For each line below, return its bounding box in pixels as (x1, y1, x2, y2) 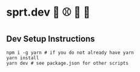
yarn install (6, 55, 39, 61)
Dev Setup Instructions (6, 33, 95, 44)
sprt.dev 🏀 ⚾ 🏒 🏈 (6, 5, 91, 19)
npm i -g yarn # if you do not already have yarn (6, 50, 135, 56)
